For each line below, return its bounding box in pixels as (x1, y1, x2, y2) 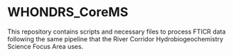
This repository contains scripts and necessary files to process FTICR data (7, 27, 226, 36)
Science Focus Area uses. (7, 42, 84, 50)
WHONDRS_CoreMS (7, 4, 129, 20)
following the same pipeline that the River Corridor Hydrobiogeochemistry (7, 34, 224, 43)
